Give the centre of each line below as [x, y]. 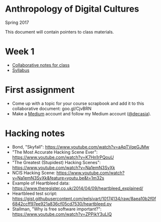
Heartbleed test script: [35, 193]
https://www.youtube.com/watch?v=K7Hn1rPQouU [63, 157]
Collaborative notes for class [41, 65]
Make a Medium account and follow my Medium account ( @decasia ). [81, 113]
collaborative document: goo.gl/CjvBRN [52, 109]
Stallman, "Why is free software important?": [57, 209]
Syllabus [21, 70]
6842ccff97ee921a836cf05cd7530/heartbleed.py [62, 203]
